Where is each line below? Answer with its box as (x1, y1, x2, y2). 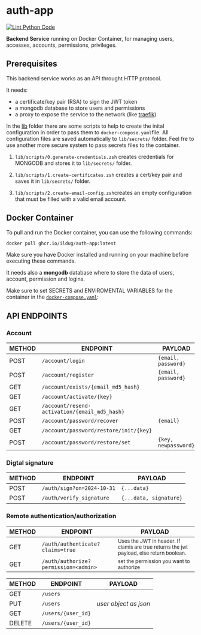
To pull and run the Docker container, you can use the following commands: (6, 228, 193, 236)
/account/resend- (41, 402, 92, 410)
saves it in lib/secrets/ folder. (14, 177, 91, 185)
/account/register (41, 372, 95, 378)
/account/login (41, 357, 85, 365)
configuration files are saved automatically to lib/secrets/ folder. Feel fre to (6, 135, 194, 142)
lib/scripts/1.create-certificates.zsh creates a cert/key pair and (14, 171, 182, 178)
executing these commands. (6, 257, 76, 264)
